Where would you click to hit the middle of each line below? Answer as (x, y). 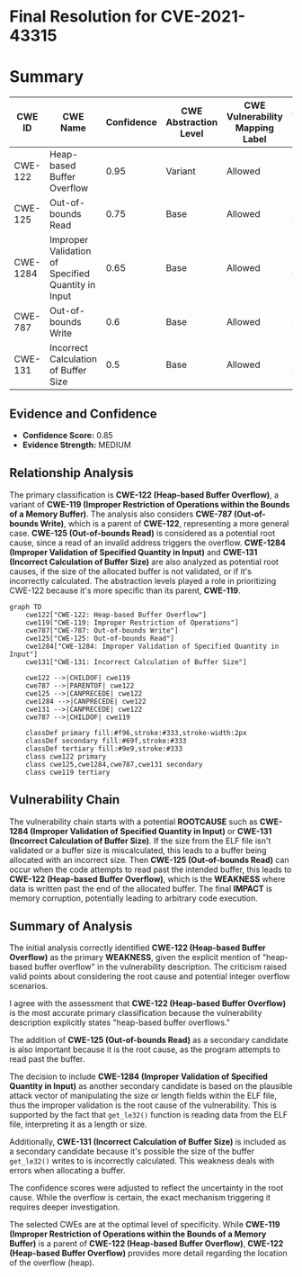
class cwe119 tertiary (68, 772)
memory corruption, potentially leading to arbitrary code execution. (134, 898)
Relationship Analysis (71, 473)
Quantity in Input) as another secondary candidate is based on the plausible (151, 1086)
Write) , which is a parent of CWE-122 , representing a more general (164, 523)
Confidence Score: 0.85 (68, 435)
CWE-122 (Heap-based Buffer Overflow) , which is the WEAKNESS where (147, 878)
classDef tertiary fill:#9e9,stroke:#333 (104, 749)
